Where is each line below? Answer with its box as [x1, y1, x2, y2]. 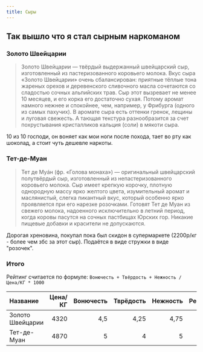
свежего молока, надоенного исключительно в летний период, [21, 207, 185, 214]
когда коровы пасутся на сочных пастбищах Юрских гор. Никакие [21, 213, 193, 221]
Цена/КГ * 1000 [6, 279, 45, 285]
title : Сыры [6, 8, 36, 15]
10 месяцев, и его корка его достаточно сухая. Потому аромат [21, 95, 184, 103]
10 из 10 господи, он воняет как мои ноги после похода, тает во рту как [6, 133, 192, 140]
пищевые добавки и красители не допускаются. [21, 219, 146, 227]
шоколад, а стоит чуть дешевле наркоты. [6, 139, 113, 147]
